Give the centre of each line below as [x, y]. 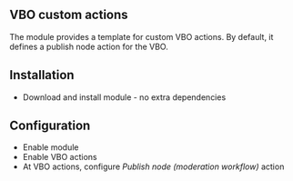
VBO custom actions [69, 15]
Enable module [51, 147]
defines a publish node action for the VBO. [89, 46]
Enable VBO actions [60, 157]
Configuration [50, 126]
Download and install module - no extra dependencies [124, 97]
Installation [42, 75]
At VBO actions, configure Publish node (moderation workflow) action [153, 166]
